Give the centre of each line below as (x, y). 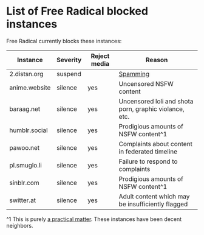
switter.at (23, 200)
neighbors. (20, 225)
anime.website (30, 88)
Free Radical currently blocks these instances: (64, 41)
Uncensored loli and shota (156, 101)
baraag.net (25, 109)
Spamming (134, 74)
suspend (69, 74)
